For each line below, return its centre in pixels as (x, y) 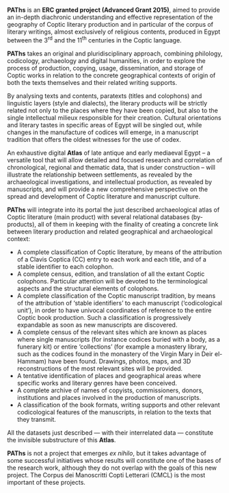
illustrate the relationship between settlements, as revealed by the (100, 175)
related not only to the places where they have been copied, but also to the (113, 110)
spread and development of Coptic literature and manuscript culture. (104, 196)
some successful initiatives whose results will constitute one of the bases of (114, 460)
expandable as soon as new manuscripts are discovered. (97, 325)
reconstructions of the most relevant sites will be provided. (100, 368)
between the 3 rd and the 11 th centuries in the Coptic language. (95, 39)
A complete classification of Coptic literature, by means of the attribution (119, 252)
